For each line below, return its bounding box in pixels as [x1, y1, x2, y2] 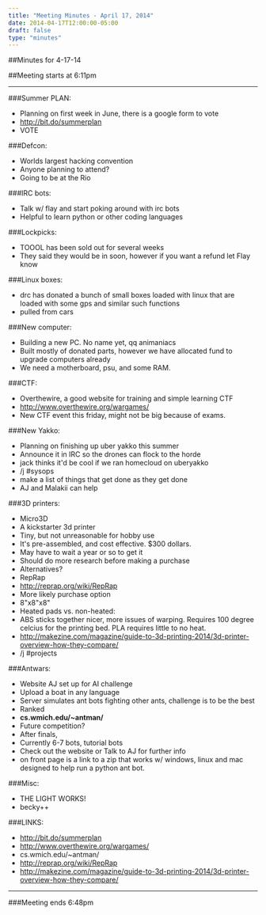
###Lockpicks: [8, 227, 57, 237]
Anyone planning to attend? [19, 165, 110, 174]
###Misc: [8, 779, 40, 788]
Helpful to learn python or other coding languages [19, 212, 184, 222]
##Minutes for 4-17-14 [8, 55, 82, 65]
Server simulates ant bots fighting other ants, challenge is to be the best [19, 696, 255, 705]
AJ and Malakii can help [19, 484, 98, 493]
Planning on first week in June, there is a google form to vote [19, 108, 219, 119]
